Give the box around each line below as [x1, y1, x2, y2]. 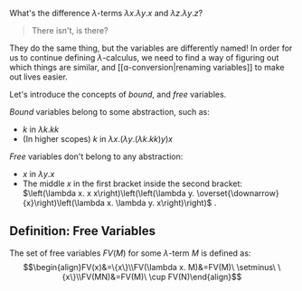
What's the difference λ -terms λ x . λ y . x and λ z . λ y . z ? [9, 8, 203, 18]
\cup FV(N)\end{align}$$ [148, 271, 242, 282]
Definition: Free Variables [9, 223, 156, 239]
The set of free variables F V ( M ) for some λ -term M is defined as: [9, 248, 251, 258]
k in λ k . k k [22, 124, 60, 135]
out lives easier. [9, 71, 68, 82]
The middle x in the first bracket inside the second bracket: [22, 178, 242, 189]
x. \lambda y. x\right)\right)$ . [107, 198, 217, 208]
